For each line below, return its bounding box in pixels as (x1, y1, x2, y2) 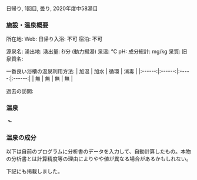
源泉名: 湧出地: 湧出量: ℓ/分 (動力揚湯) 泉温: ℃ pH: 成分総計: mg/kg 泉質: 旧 (6, 48, 188, 55)
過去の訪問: (6, 88, 34, 95)
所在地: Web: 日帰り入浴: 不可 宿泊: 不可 (6, 35, 103, 42)
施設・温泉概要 (6, 21, 49, 29)
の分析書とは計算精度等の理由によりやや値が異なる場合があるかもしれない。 (6, 155, 192, 162)
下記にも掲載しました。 (6, 168, 63, 175)
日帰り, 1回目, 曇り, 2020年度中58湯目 (6, 5, 98, 12)
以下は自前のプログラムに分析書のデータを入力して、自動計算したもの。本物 (6, 148, 191, 155)
